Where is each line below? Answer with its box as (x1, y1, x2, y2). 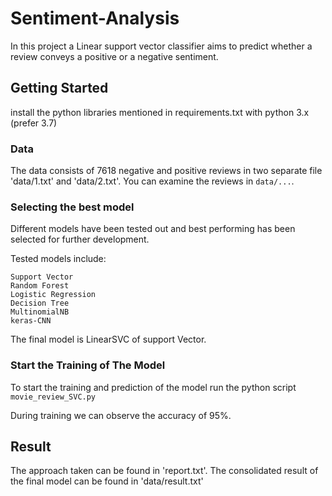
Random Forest (10, 281, 70, 291)
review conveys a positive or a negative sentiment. (10, 50, 219, 62)
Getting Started (10, 80, 109, 97)
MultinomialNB (10, 307, 70, 317)
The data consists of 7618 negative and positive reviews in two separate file (10, 165, 323, 177)
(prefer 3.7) (10, 117, 58, 129)
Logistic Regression (10, 290, 97, 300)
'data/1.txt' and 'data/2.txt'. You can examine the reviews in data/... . (10, 175, 295, 187)
